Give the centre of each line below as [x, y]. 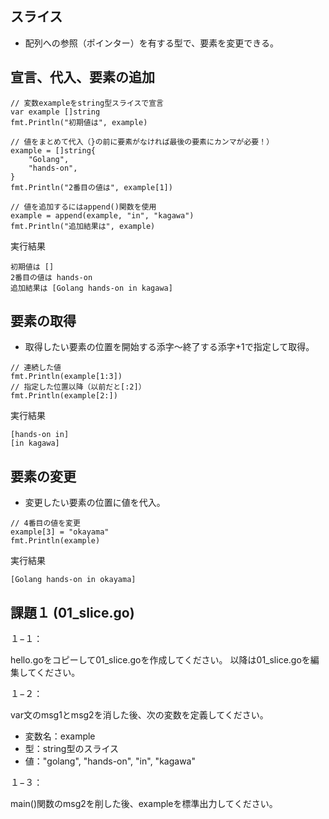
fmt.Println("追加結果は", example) [83, 226]
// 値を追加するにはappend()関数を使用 [83, 207]
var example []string [55, 112]
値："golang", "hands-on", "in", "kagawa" [110, 761]
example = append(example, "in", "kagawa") [102, 215]
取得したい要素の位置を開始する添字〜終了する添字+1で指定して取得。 [169, 347]
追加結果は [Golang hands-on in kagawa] [91, 288]
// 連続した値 [36, 368]
